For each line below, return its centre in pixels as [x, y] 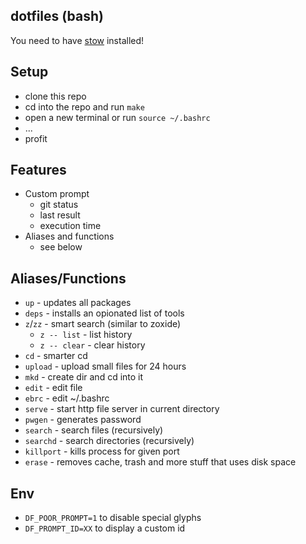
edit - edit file [53, 388]
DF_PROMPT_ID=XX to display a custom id [105, 528]
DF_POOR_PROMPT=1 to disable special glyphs [113, 518]
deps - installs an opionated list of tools [104, 313]
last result [60, 215]
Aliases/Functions [68, 278]
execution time [70, 226]
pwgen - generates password [83, 420]
